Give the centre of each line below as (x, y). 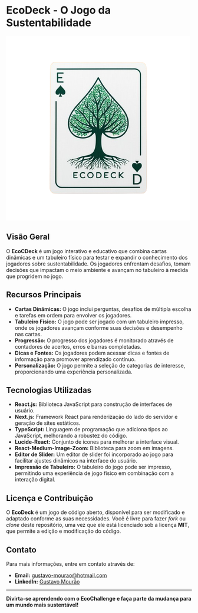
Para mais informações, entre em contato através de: (70, 564)
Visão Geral (28, 237)
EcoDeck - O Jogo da (58, 10)
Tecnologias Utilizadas (49, 390)
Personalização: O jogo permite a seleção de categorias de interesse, (100, 365)
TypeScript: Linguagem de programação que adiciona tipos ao (91, 430)
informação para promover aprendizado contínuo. (75, 359)
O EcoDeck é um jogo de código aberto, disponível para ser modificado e (95, 512)
